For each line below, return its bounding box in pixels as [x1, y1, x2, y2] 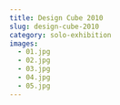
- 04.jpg [17, 73, 51, 82]
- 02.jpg [17, 56, 51, 65]
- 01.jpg [17, 47, 51, 57]
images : [9, 38, 39, 48]
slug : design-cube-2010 [9, 22, 100, 31]
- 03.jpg [17, 65, 51, 74]
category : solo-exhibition [9, 30, 112, 39]
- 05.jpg [17, 81, 51, 90]
